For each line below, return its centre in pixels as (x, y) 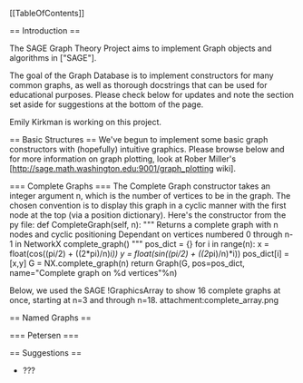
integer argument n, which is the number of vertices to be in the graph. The (150, 196)
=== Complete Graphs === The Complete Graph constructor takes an (140, 186)
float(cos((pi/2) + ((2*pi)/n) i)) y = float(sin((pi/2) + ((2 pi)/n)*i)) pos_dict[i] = (150, 254)
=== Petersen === (44, 335)
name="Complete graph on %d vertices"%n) (93, 273)
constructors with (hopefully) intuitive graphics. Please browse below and (147, 149)
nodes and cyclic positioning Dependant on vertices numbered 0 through (146, 234)
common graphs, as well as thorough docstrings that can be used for (138, 85)
